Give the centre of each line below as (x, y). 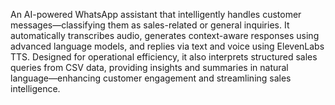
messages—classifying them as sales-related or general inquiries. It (150, 25)
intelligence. (35, 88)
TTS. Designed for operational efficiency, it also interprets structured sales (164, 57)
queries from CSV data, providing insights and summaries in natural (149, 67)
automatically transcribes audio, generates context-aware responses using (165, 35)
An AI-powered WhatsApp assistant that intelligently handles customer (156, 14)
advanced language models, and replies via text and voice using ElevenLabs (167, 46)
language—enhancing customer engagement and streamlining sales (151, 78)
